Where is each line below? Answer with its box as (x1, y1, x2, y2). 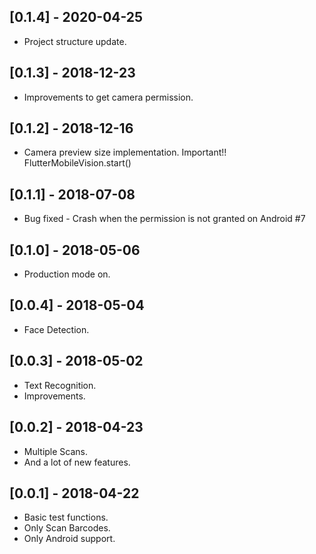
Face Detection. (23, 323, 90, 335)
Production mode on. (23, 268, 111, 280)
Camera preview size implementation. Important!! (23, 146, 227, 159)
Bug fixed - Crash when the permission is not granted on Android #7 (23, 213, 306, 225)
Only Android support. (23, 533, 116, 545)
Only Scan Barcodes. (23, 522, 111, 534)
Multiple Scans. (23, 445, 89, 457)
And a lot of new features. (23, 456, 131, 468)
